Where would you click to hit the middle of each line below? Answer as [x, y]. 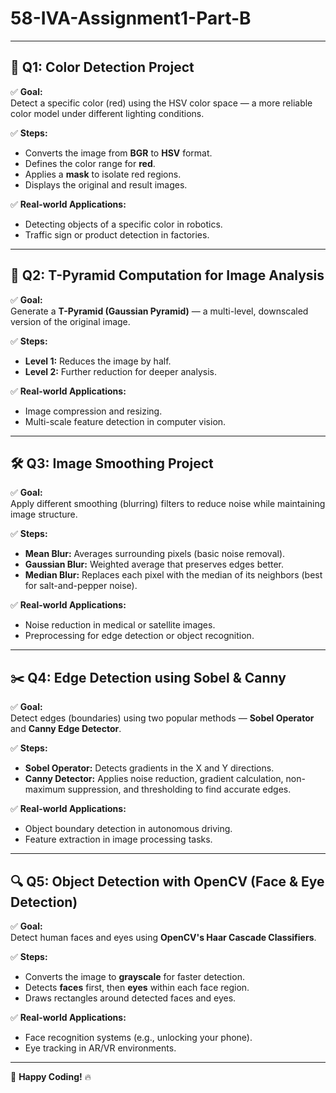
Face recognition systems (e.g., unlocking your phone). [138, 1037]
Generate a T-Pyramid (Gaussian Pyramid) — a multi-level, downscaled [159, 311]
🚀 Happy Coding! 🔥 [51, 1076]
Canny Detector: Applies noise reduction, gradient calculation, [154, 779]
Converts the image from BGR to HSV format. [118, 153]
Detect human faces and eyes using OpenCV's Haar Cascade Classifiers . [163, 937]
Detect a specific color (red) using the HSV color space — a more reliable [161, 103]
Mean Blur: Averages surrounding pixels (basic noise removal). [155, 554]
